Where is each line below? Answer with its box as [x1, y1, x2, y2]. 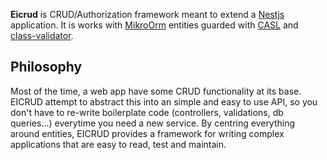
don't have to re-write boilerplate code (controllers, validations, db [10, 106, 284, 118]
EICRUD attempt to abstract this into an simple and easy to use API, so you [10, 95, 318, 108]
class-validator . [10, 30, 74, 41]
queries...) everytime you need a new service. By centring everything [10, 117, 296, 129]
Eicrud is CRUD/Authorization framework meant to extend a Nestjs [10, 9, 285, 20]
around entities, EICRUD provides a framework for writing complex [10, 127, 285, 139]
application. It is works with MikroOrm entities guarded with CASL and [10, 19, 299, 31]
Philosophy [10, 59, 83, 76]
